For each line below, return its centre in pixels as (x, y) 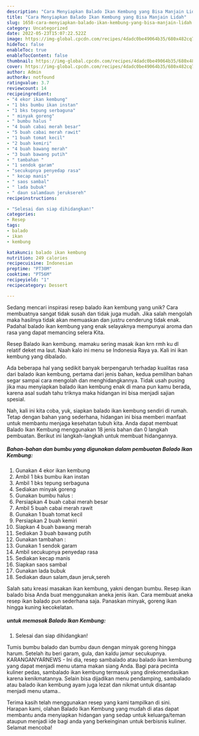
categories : (21, 214)
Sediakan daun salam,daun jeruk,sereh (63, 577)
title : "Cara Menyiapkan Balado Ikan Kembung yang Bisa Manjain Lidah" (97, 17)
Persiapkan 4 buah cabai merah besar (61, 502)
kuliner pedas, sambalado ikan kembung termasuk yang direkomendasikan (98, 672)
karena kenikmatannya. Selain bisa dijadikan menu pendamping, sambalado (99, 678)
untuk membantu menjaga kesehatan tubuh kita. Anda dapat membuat (92, 423)
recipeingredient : (29, 94)
